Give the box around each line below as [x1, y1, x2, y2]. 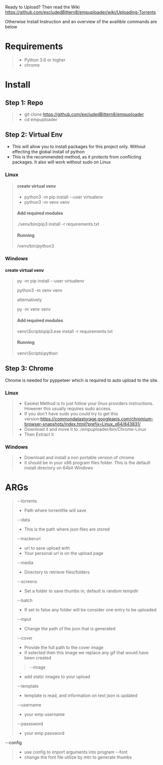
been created [24, 655, 52, 661]
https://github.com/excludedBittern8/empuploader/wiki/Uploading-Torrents [5, 9, 156, 15]
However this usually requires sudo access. [24, 406, 112, 411]
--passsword [17, 721, 43, 727]
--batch [17, 598, 33, 604]
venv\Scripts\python [17, 350, 58, 356]
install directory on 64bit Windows [24, 465, 93, 471]
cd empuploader [24, 116, 57, 122]
